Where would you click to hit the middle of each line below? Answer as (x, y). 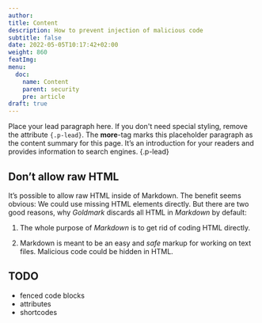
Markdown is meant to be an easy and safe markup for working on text (135, 243)
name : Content (46, 82)
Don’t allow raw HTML (64, 176)
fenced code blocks (52, 295)
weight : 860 (28, 52)
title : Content (33, 23)
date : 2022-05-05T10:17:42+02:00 (63, 45)
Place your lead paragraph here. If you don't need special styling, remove (128, 127)
